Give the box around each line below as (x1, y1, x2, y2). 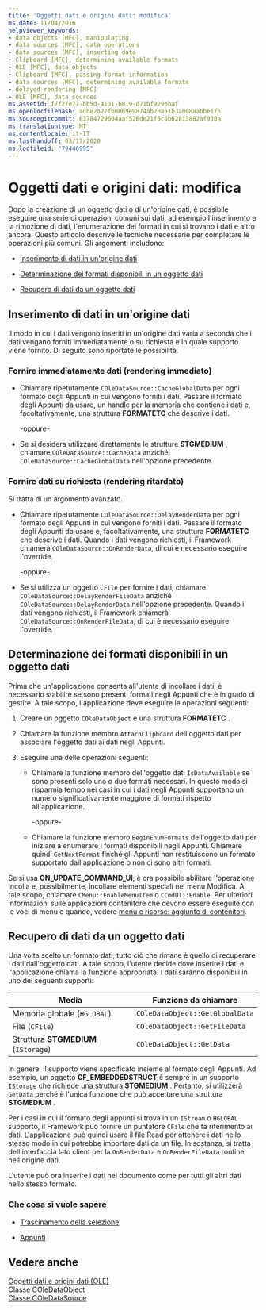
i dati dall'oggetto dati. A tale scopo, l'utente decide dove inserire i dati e (8, 959, 245, 969)
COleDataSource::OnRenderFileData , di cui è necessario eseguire (19, 616, 230, 625)
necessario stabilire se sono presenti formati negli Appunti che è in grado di (8, 690, 255, 699)
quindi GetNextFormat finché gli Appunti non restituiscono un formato (31, 849, 256, 859)
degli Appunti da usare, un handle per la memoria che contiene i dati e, (19, 400, 251, 409)
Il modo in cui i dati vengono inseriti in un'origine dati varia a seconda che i (8, 328, 252, 338)
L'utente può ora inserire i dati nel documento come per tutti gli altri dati (8, 1171, 242, 1181)
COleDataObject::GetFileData (135, 1022, 246, 1031)
